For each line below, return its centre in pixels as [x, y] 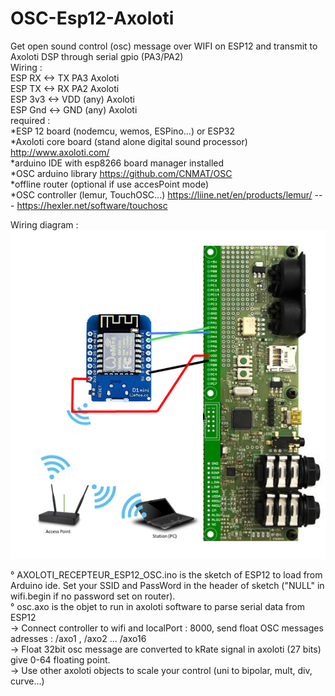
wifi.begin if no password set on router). [93, 596]
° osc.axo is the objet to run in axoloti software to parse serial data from [157, 607]
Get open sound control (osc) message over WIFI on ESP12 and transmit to [164, 46]
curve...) [27, 681]
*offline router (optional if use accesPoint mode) [110, 184]
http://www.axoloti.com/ [60, 152]
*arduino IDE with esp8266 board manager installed [117, 163]
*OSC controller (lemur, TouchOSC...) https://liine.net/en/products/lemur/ [161, 194]
